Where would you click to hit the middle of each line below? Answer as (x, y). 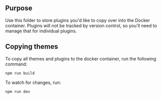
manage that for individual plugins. (41, 31)
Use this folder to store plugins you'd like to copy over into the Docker (78, 20)
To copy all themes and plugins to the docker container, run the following (81, 58)
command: (16, 64)
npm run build (20, 73)
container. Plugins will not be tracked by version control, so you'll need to (81, 25)
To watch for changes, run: (33, 82)
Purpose (19, 8)
